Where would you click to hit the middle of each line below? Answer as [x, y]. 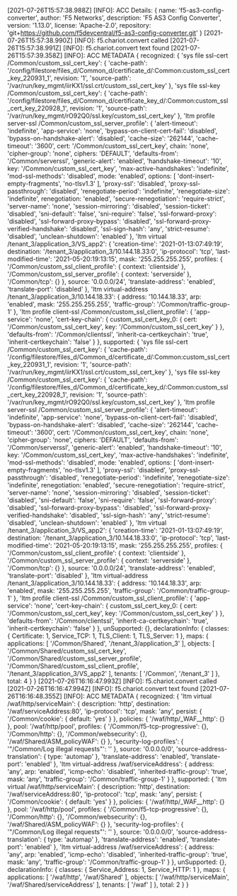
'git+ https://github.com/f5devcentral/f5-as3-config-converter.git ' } [105, 33]
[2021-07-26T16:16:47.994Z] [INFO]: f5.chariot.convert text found [103, 688]
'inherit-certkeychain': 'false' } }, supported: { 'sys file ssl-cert [98, 342]
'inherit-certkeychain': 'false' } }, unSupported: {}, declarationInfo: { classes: [118, 628]
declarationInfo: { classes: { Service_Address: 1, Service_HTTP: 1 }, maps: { [117, 869]
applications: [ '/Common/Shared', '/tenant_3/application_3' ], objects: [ [111, 643]
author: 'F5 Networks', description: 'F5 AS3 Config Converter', [131, 18]
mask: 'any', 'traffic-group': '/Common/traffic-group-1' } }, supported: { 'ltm [117, 779]
